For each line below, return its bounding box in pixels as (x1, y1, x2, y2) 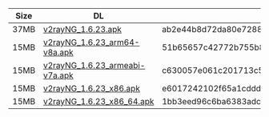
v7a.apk (42, 70, 74, 81)
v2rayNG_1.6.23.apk (42, 24, 122, 34)
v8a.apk (42, 47, 74, 58)
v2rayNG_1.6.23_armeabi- (42, 60, 146, 71)
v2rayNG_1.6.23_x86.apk (42, 83, 140, 94)
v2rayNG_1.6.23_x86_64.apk (42, 96, 155, 107)
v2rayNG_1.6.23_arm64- (42, 37, 140, 47)
